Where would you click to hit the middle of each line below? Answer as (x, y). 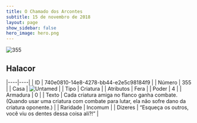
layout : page (22, 22)
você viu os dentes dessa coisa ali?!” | (52, 113)
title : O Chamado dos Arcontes (44, 11)
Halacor (21, 68)
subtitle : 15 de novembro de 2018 (49, 17)
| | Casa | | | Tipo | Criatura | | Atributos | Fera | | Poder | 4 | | (94, 88)
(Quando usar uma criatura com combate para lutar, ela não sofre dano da (96, 101)
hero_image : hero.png (33, 33)
